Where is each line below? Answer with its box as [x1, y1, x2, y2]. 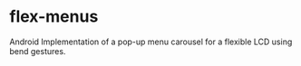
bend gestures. [9, 45, 66, 56]
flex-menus [9, 6, 99, 27]
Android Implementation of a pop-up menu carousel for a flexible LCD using [9, 36, 293, 47]
